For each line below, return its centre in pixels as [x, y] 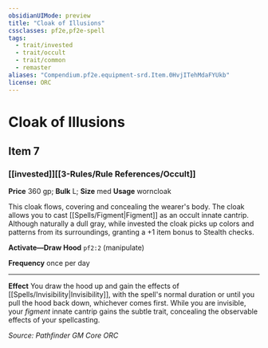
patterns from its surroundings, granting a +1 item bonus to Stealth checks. [131, 232]
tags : [17, 38]
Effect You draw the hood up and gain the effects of [94, 286]
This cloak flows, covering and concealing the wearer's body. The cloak [126, 207]
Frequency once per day [49, 263]
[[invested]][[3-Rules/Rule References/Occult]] [102, 174]
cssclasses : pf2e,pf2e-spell [57, 30]
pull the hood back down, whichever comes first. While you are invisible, [127, 303]
